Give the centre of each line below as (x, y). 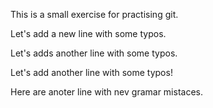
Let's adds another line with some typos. (94, 53)
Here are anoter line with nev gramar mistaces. (106, 92)
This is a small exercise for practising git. (94, 14)
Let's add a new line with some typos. (88, 33)
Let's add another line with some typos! (91, 72)
